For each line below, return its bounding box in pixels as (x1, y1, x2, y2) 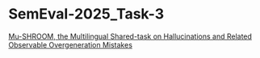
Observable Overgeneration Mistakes (8, 39, 133, 49)
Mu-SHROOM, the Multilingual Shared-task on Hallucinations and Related (8, 31, 253, 41)
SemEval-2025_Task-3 (8, 5, 164, 23)
